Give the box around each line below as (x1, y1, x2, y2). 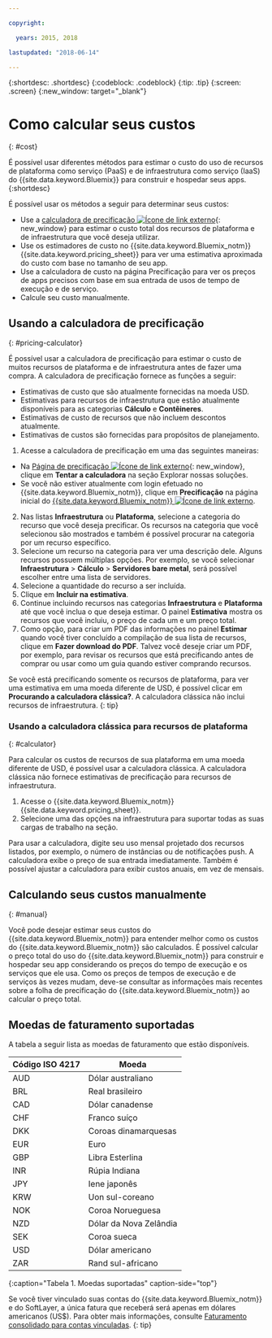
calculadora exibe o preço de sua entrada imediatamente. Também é (8, 856, 239, 865)
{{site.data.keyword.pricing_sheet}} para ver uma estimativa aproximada (19, 250, 263, 259)
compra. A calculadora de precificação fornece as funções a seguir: (8, 371, 237, 381)
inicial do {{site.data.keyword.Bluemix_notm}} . (19, 496, 256, 506)
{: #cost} (8, 142, 38, 151)
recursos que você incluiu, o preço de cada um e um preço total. (19, 616, 237, 625)
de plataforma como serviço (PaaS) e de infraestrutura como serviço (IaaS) (8, 166, 261, 176)
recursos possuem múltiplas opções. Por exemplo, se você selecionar (19, 555, 255, 565)
